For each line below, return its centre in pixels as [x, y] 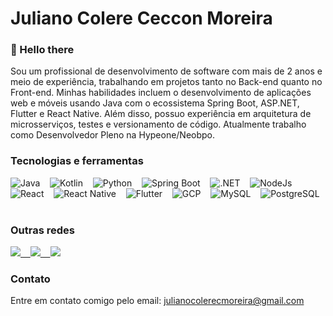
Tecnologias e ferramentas [77, 161]
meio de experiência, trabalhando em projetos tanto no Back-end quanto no [166, 82]
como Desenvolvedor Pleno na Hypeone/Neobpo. [113, 135]
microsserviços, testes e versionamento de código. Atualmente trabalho [158, 124]
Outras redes [42, 230]
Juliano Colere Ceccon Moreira [141, 18]
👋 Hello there [42, 50]
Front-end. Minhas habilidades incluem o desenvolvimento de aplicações [161, 93]
